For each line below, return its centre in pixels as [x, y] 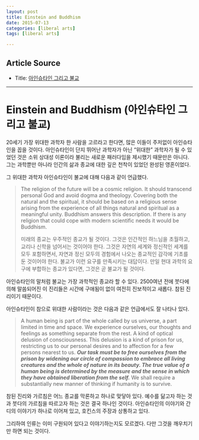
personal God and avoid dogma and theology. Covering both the [99, 195]
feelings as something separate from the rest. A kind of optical [97, 333]
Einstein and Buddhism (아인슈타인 [91, 110]
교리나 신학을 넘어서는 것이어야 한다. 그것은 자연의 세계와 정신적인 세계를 [104, 246]
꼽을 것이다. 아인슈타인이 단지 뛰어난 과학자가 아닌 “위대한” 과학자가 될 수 [101, 150]
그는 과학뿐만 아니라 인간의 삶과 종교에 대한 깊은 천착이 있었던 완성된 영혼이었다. [99, 164]
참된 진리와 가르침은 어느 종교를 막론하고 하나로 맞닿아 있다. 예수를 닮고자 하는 [96, 396]
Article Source [33, 63]
